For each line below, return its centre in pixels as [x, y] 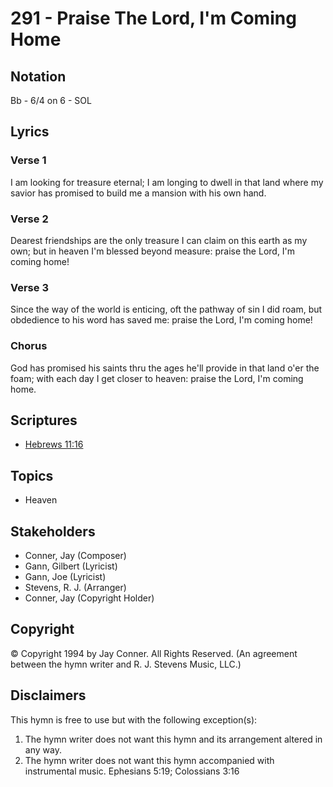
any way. [43, 749]
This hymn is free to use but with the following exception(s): [134, 719]
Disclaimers [48, 695]
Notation [38, 76]
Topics [32, 475]
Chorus [29, 346]
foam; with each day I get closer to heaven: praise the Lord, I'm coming [157, 378]
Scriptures [44, 420]
